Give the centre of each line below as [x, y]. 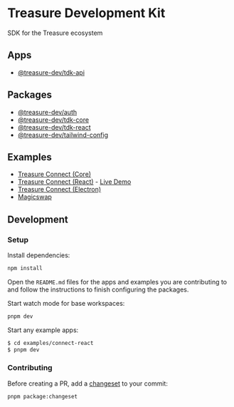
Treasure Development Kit [86, 13]
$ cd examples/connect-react [50, 343]
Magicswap [34, 197]
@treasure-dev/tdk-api [51, 72]
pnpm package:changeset [43, 396]
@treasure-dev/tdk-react [54, 127]
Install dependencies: [39, 255]
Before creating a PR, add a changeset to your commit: [88, 383]
